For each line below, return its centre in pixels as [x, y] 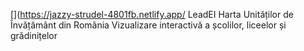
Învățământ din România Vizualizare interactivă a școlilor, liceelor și [148, 25]
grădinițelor [34, 35]
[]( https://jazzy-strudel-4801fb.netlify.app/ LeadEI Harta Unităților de [152, 14]
